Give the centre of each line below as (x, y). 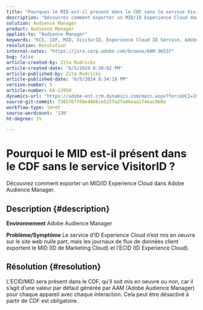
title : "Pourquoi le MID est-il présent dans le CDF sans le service (96, 12)
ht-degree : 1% (24, 118)
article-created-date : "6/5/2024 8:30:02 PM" (64, 68)
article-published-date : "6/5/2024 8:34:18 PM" (67, 79)
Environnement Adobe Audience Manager (60, 223)
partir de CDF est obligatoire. (42, 300)
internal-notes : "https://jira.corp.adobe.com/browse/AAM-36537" (90, 51)
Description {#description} (58, 209)
